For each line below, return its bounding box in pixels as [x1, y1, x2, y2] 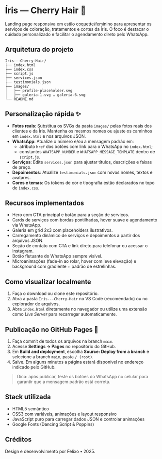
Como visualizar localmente [5, 277, 91, 286]
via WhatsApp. [12, 222, 42, 228]
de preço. [12, 164, 32, 170]
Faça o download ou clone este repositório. [12, 291, 99, 296]
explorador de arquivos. [12, 301, 60, 307]
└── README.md [5, 96, 34, 102]
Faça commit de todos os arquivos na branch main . [12, 338, 114, 344]
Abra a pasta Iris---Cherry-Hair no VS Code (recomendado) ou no [12, 296, 148, 302]
